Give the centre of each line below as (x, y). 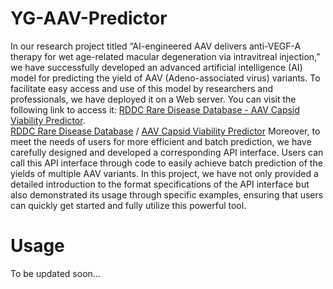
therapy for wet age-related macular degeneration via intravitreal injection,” (165, 56)
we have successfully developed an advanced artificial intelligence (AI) (156, 67)
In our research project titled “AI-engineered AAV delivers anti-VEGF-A (156, 46)
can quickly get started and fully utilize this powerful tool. (128, 205)
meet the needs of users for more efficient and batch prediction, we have (161, 141)
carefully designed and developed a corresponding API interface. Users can (167, 152)
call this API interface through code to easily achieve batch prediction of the (166, 163)
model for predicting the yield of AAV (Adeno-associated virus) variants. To (165, 78)
